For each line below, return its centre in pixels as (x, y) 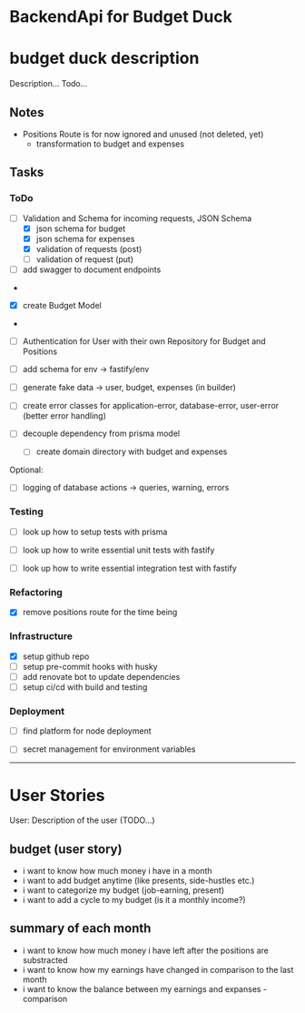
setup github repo (56, 656)
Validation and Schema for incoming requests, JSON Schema (137, 218)
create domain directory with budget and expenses (132, 451)
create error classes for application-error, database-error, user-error (151, 406)
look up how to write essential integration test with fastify (130, 568)
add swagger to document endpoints (92, 269)
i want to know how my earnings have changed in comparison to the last (158, 969)
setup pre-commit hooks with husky (90, 666)
